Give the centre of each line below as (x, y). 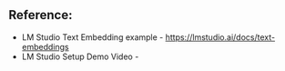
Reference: (41, 15)
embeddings (45, 46)
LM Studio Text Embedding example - (92, 37)
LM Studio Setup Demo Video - (80, 56)
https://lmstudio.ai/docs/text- (220, 37)
